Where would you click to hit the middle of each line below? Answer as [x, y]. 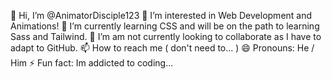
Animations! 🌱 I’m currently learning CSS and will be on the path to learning [165, 26]
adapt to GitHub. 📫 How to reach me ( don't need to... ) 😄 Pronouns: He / [162, 48]
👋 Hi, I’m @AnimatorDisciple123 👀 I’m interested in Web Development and [161, 15]
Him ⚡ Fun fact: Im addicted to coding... [92, 63]
